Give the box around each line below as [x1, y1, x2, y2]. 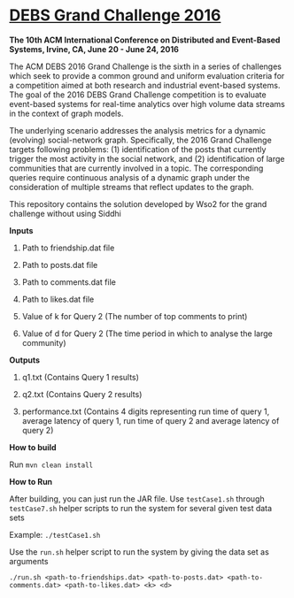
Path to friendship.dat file [21, 242, 115, 253]
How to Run [9, 476, 53, 487]
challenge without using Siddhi [9, 208, 121, 218]
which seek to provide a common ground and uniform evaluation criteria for [9, 70, 285, 80]
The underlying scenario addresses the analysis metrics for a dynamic [9, 125, 266, 135]
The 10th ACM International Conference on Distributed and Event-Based [9, 34, 281, 45]
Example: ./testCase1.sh [9, 529, 101, 540]
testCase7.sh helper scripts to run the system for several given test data [9, 502, 273, 513]
